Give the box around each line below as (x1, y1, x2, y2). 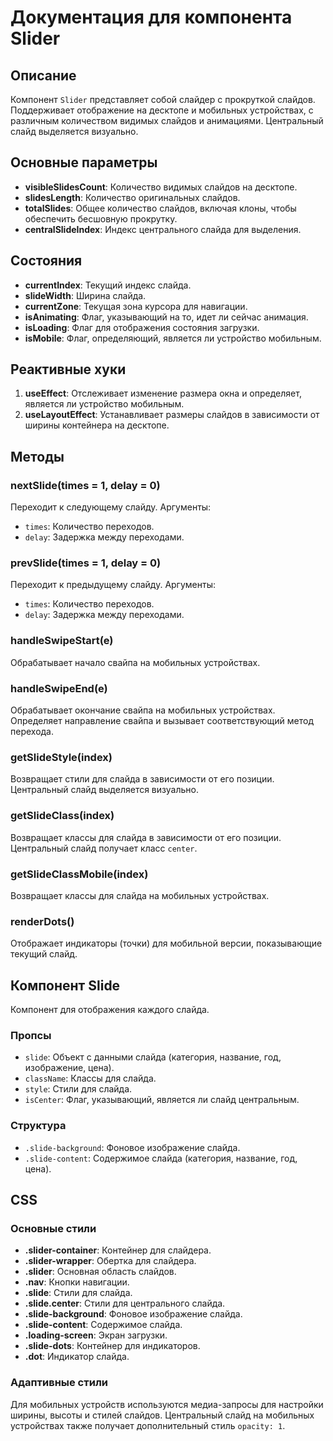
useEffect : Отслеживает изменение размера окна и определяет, (24, 387, 302, 400)
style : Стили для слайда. (24, 1083, 133, 1095)
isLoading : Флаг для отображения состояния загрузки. (24, 321, 260, 333)
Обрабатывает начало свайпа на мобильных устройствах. (10, 656, 261, 668)
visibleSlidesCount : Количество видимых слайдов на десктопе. (24, 181, 298, 193)
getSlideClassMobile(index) (10, 867, 149, 881)
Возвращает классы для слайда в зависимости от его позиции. (10, 831, 282, 843)
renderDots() (10, 914, 75, 928)
